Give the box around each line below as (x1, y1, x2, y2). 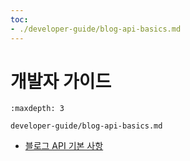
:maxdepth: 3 (10, 104, 65, 114)
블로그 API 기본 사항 (24, 140, 104, 152)
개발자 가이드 (10, 70, 112, 93)
